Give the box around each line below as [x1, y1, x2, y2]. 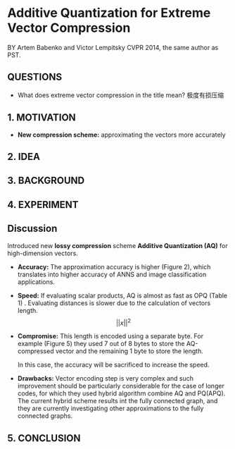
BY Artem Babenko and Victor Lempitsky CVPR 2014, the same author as [7, 43, 219, 51]
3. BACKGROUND [7, 175, 85, 187]
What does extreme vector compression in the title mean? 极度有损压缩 [17, 90, 224, 99]
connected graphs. [17, 412, 72, 420]
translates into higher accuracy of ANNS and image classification [17, 270, 207, 278]
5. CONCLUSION [7, 432, 81, 444]
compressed [17, 347, 54, 355]
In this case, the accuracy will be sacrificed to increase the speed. [17, 361, 210, 369]
